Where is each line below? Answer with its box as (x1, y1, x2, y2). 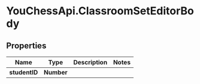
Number (44, 69, 68, 76)
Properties (6, 41, 47, 51)
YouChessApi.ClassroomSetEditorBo (6, 4, 195, 18)
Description (73, 58, 108, 66)
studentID (9, 69, 38, 76)
